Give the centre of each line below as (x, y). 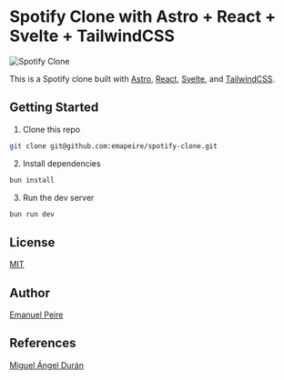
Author (30, 293)
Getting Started (54, 108)
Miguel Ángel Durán (47, 365)
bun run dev (32, 214)
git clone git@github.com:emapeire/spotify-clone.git (114, 146)
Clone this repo (51, 129)
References (43, 343)
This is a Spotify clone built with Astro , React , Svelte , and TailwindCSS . (142, 78)
